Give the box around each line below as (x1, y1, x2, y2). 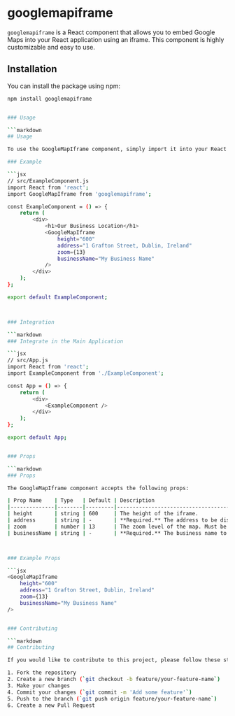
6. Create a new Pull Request (7, 701, 96, 709)
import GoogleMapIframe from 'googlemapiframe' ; (7, 190, 152, 197)
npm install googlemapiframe (7, 95, 92, 102)
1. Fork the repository (7, 669, 77, 676)
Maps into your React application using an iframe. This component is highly (7, 35, 225, 43)
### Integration (7, 318, 55, 326)
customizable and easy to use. (7, 43, 96, 51)
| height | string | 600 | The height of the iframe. (7, 510, 199, 517)
